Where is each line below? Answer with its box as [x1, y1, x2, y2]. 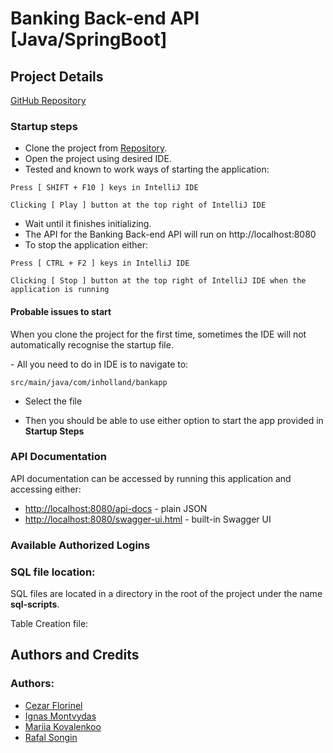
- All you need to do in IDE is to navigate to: [10, 358, 189, 370]
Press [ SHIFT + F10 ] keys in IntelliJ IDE [10, 183, 199, 193]
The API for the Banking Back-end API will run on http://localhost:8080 [24, 228, 317, 241]
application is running [10, 285, 110, 295]
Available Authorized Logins [10, 538, 151, 552]
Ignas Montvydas [24, 710, 97, 722]
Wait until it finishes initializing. [24, 218, 152, 230]
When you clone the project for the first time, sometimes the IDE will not [10, 328, 307, 340]
